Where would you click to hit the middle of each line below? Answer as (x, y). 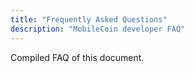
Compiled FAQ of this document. (77, 57)
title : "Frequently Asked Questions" (89, 19)
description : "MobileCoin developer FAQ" (98, 29)
